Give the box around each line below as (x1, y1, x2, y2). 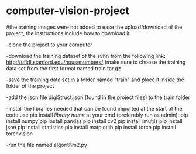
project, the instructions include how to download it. (6, 29, 132, 36)
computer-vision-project (6, 4, 130, 18)
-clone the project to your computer (6, 41, 92, 48)
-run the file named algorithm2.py (6, 141, 88, 148)
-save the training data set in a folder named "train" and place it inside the (6, 76, 184, 83)
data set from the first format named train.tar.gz (6, 64, 121, 71)
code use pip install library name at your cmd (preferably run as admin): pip (6, 111, 188, 118)
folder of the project (6, 82, 54, 89)
